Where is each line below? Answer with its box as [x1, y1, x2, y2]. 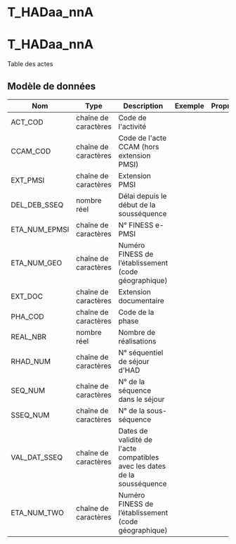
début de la [118, 200, 156, 210]
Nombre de [118, 327, 156, 337]
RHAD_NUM [11, 356, 51, 366]
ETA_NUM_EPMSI [11, 224, 70, 234]
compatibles [118, 452, 159, 462]
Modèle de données [7, 80, 96, 92]
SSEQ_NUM [11, 410, 50, 419]
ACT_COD [11, 117, 44, 127]
